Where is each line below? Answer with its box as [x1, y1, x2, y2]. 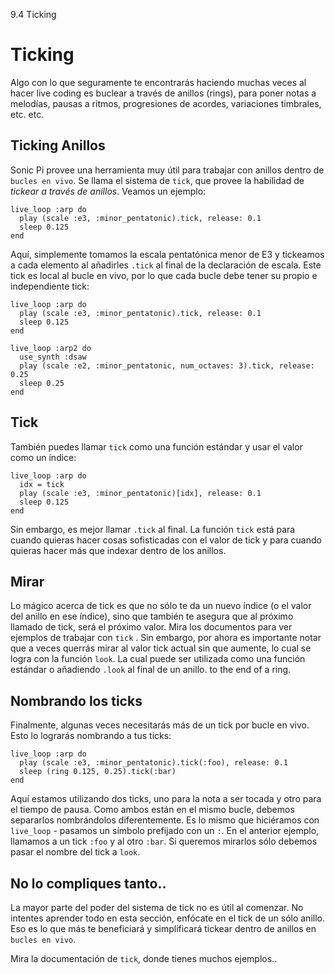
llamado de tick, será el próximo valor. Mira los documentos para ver [10, 621, 293, 633]
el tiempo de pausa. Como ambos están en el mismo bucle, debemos [10, 804, 295, 816]
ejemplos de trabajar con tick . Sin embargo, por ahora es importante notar [10, 632, 322, 644]
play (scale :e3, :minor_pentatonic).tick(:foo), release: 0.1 [19, 758, 288, 768]
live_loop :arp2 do [10, 343, 92, 353]
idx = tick [19, 479, 65, 489]
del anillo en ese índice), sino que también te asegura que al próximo [10, 610, 294, 623]
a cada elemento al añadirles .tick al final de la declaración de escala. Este [10, 259, 322, 271]
